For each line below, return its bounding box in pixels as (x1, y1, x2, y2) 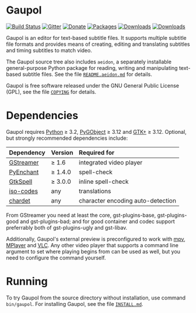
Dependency (9, 148, 46, 156)
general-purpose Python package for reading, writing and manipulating (6, 64, 178, 71)
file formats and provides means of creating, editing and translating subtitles (6, 41, 190, 48)
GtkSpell (9, 177, 33, 186)
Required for (78, 148, 115, 156)
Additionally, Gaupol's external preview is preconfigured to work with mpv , (6, 235, 185, 243)
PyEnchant (9, 168, 39, 176)
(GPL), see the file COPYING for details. (6, 88, 97, 95)
